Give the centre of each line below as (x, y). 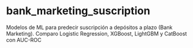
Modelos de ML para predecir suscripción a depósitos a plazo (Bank (89, 27)
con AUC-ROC (24, 40)
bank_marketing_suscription (78, 11)
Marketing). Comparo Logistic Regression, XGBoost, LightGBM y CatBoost (97, 33)
